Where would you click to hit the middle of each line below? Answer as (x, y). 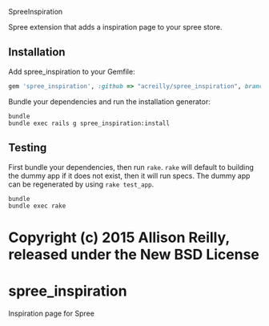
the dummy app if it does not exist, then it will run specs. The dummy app (129, 175)
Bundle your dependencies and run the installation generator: (109, 101)
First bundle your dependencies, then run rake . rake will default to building (131, 167)
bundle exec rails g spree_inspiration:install (89, 123)
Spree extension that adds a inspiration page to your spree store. (115, 27)
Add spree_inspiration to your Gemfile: (72, 71)
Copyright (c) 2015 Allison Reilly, (119, 237)
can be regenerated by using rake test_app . (81, 184)
